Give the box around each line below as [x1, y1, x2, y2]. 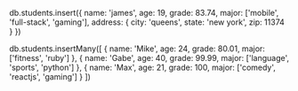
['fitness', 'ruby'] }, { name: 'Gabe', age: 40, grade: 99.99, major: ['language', [9, 53, 290, 63]
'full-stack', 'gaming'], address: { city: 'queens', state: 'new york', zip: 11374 [9, 17, 285, 27]
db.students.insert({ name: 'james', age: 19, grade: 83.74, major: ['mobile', [9, 8, 279, 18]
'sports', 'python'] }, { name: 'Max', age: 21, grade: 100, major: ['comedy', [9, 62, 276, 72]
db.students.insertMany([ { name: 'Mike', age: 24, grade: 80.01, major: [9, 43, 265, 54]
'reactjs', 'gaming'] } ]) [9, 72, 92, 82]
